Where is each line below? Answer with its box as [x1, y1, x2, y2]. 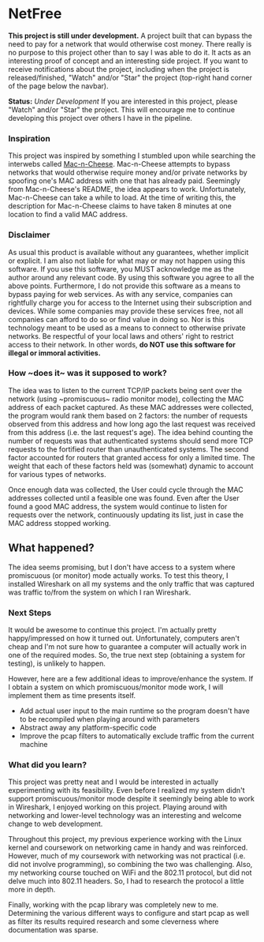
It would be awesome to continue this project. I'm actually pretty [8, 625, 217, 634]
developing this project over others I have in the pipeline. [8, 113, 193, 122]
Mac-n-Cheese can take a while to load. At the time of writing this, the [8, 193, 236, 202]
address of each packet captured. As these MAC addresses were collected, [8, 402, 254, 411]
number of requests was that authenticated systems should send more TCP [8, 436, 254, 445]
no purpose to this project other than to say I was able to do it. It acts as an [8, 47, 251, 57]
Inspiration [8, 133, 51, 144]
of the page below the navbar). [8, 81, 109, 91]
